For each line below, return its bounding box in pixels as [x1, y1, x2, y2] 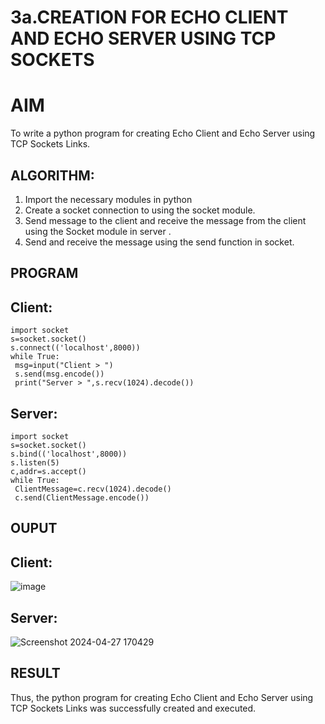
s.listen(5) [10, 457, 60, 468]
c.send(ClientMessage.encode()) [14, 492, 150, 503]
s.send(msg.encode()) [14, 369, 105, 380]
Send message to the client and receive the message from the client [24, 214, 307, 226]
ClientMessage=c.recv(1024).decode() [14, 484, 172, 494]
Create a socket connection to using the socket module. [24, 204, 256, 216]
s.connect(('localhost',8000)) [10, 343, 141, 353]
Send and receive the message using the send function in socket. [24, 236, 295, 248]
